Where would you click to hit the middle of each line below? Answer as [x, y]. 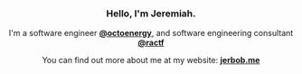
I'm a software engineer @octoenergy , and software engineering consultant [151, 33]
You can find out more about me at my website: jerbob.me [151, 60]
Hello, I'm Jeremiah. [151, 14]
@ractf [151, 42]
